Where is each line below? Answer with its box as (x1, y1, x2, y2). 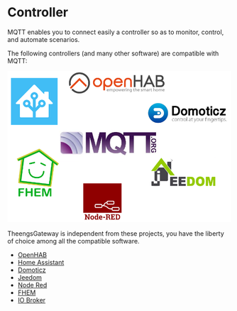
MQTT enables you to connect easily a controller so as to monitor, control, (7, 28, 224, 36)
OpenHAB (17, 250, 48, 259)
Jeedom (17, 273, 43, 281)
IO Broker (17, 295, 46, 304)
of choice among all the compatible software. (7, 236, 140, 245)
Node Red (17, 280, 48, 289)
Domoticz (17, 266, 46, 274)
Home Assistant (17, 258, 65, 266)
